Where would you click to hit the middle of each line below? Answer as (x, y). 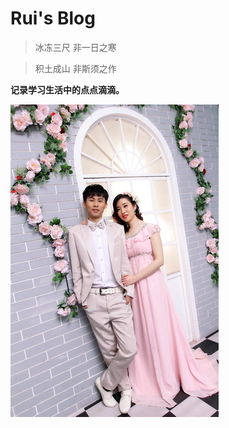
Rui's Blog (53, 18)
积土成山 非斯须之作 (75, 68)
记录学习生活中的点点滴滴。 (67, 89)
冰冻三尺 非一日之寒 (75, 47)
